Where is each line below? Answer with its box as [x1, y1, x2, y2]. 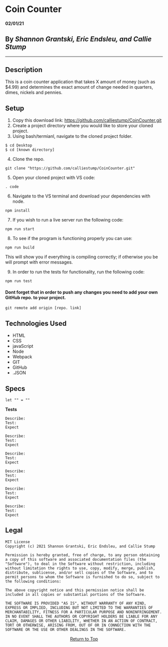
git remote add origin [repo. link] [5, 306, 81, 311]
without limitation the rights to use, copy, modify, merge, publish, [5, 565, 155, 571]
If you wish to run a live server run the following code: [12, 217, 123, 223]
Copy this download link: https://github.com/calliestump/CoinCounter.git [12, 117, 161, 123]
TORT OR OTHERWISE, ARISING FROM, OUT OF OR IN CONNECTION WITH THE [5, 622, 151, 627]
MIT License [5, 539, 30, 544]
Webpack [12, 354, 32, 360]
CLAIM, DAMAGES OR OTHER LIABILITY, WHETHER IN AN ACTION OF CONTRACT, [5, 618, 157, 623]
